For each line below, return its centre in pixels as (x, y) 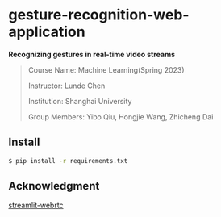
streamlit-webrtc (36, 205)
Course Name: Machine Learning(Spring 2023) (106, 69)
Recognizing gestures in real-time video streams (92, 54)
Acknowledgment (54, 186)
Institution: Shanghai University (80, 101)
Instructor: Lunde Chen (67, 86)
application (47, 32)
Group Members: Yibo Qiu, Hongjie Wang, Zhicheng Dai (121, 117)
